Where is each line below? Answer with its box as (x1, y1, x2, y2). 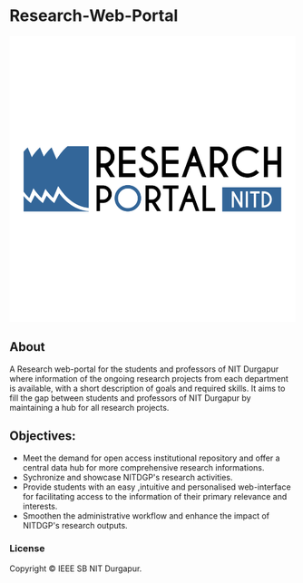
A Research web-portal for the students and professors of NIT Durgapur (9, 364, 279, 374)
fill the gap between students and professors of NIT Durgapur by (9, 392, 251, 403)
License (9, 542, 45, 555)
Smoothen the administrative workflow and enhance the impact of (22, 510, 270, 521)
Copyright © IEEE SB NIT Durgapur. (9, 563, 142, 574)
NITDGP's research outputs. (22, 520, 129, 530)
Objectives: (9, 428, 76, 444)
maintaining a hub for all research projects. (9, 402, 170, 413)
